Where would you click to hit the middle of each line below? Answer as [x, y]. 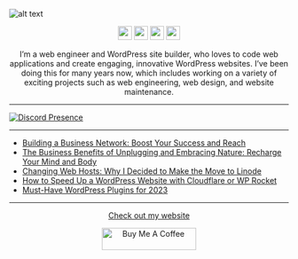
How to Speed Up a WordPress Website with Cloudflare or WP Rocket [149, 181]
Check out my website [149, 216]
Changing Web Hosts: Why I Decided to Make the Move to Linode [141, 171]
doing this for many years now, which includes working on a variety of [149, 73]
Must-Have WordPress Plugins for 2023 [95, 190]
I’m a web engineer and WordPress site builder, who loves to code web [149, 54]
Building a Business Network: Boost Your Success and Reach [134, 143]
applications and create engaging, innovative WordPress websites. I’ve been [149, 63]
